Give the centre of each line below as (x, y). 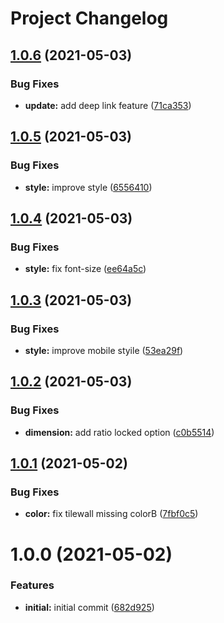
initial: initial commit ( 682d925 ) (89, 607)
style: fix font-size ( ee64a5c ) (85, 269)
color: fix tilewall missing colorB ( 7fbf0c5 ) (111, 514)
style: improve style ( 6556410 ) (88, 187)
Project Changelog (89, 18)
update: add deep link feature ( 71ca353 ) (108, 105)
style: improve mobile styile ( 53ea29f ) (104, 350)
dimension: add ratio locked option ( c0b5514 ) (119, 432)
